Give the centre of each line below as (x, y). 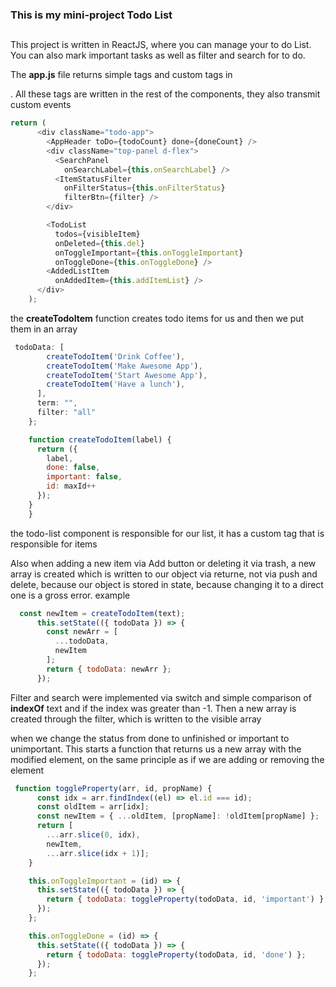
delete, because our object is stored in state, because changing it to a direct (167, 584)
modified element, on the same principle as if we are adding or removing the (167, 759)
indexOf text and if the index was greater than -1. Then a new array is (153, 708)
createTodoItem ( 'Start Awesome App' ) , (127, 375)
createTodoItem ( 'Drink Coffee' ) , (116, 356)
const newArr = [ (82, 632)
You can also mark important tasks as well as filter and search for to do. (158, 55)
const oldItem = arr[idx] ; (93, 807)
